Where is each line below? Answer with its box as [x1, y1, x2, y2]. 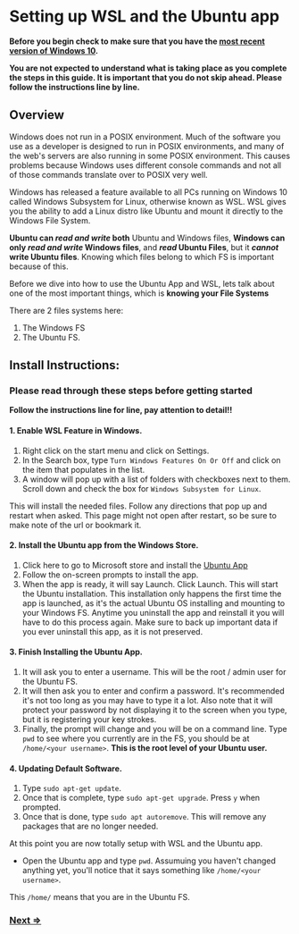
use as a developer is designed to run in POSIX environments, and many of [9, 140, 285, 151]
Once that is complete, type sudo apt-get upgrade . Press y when [21, 793, 261, 804]
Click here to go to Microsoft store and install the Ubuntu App [21, 560, 248, 570]
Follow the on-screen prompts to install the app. [21, 569, 199, 580]
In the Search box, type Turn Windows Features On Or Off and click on [21, 454, 281, 466]
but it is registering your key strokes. [21, 714, 157, 725]
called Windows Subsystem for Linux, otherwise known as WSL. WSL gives [9, 196, 287, 206]
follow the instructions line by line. [9, 81, 140, 92]
